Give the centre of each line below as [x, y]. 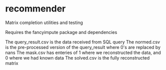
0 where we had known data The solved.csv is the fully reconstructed [77, 57]
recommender [35, 9]
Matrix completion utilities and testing [44, 22]
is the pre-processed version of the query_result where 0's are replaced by [83, 47]
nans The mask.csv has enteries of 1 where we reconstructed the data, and [83, 52]
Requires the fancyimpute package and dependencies [61, 32]
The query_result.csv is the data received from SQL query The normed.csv [82, 42]
